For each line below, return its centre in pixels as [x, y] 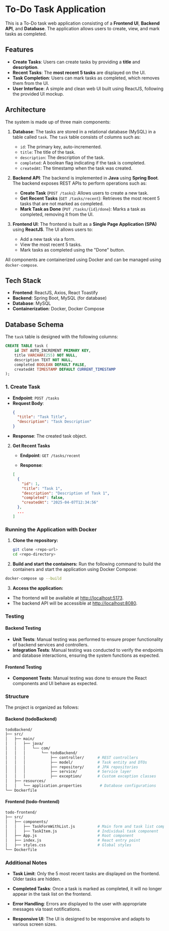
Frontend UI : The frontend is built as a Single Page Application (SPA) [84, 224]
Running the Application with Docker [51, 529]
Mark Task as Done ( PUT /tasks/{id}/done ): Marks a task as [83, 209]
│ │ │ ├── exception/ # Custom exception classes [81, 776]
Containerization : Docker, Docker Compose [58, 309]
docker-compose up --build [33, 578]
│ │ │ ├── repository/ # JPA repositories [72, 767]
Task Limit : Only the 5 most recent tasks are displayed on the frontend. [86, 874]
